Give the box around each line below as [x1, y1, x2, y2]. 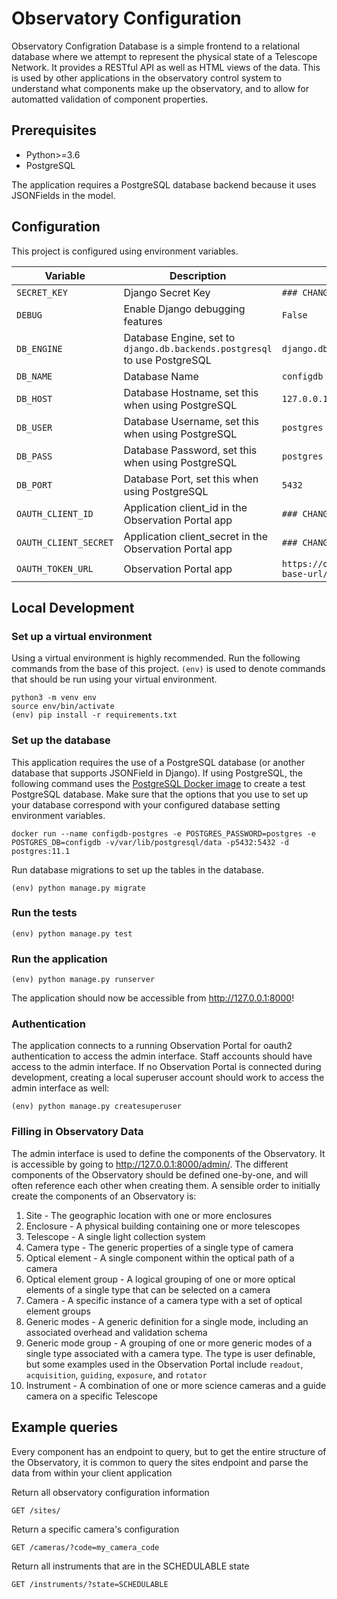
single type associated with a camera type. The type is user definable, [25, 1347, 316, 1359]
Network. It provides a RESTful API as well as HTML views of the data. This [11, 61, 321, 73]
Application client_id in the [123, 500, 248, 514]
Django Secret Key [123, 285, 211, 299]
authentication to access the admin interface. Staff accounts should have [11, 1050, 313, 1062]
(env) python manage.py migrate [11, 883, 146, 893]
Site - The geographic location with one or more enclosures [25, 1209, 273, 1221]
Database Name [123, 369, 199, 383]
